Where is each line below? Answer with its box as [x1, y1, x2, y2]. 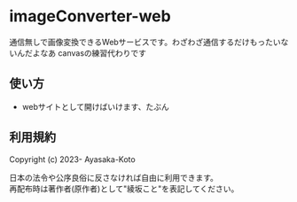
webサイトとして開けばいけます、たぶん [21, 101, 170, 112]
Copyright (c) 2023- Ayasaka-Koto [9, 153, 136, 165]
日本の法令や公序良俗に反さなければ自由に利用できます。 [9, 172, 219, 183]
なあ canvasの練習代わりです [39, 47, 147, 58]
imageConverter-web [9, 6, 171, 27]
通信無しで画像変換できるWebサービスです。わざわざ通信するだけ [9, 36, 250, 47]
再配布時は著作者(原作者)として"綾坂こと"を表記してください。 [9, 183, 239, 194]
